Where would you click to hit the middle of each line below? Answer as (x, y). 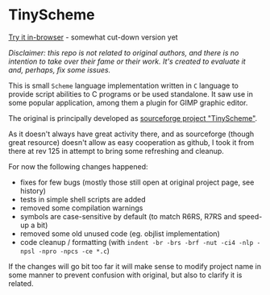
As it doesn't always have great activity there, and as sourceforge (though (131, 134)
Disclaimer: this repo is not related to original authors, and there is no (124, 52)
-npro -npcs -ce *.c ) (74, 251)
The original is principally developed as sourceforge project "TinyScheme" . (133, 118)
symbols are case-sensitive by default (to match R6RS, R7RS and (128, 216)
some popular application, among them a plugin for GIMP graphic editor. (128, 102)
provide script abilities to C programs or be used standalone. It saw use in (131, 93)
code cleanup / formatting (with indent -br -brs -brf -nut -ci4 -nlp (137, 242)
